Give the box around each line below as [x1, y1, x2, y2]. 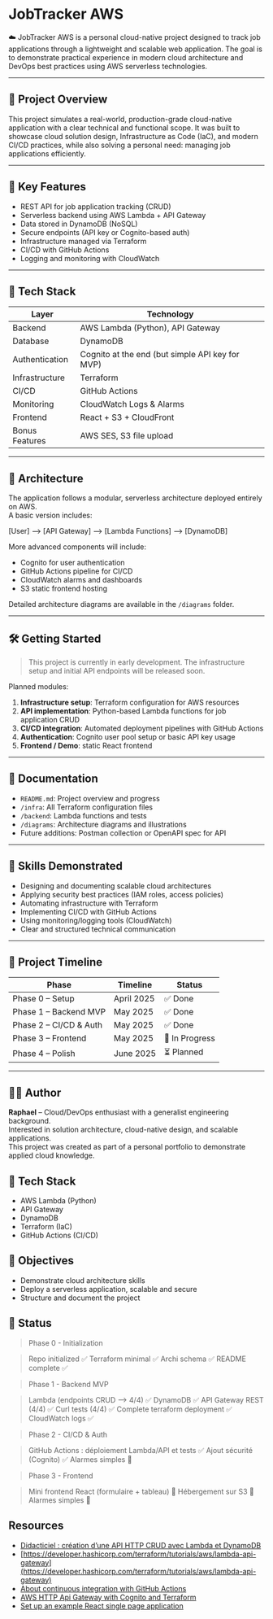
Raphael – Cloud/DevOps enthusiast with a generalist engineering [8, 1107, 229, 1117]
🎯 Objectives [8, 1254, 75, 1268]
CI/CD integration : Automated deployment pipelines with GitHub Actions [19, 723, 264, 733]
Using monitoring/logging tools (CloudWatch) [19, 915, 172, 925]
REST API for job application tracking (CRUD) [19, 201, 171, 212]
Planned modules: [8, 682, 69, 692]
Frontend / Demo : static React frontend [19, 741, 153, 750]
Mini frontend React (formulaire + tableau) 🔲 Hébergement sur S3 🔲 [28, 1486, 254, 1496]
